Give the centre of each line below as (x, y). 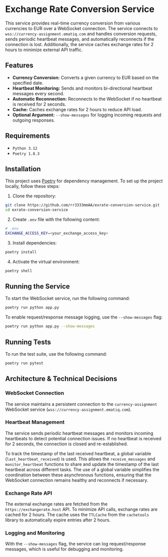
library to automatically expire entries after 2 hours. (58, 520)
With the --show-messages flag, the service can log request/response (75, 544)
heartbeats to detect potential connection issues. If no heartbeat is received (83, 438)
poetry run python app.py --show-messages (50, 327)
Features (19, 65)
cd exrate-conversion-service (37, 210)
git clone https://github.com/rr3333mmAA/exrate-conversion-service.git (82, 205)
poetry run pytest (24, 363)
